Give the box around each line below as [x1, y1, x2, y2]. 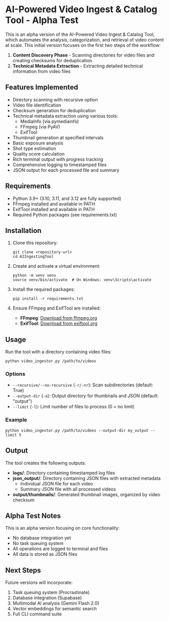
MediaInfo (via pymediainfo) [20, 118, 79, 124]
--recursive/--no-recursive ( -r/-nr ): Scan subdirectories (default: [12, 382, 153, 388]
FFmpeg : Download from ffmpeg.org [20, 315, 97, 321]
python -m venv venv [12, 273, 56, 278]
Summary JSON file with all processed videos [20, 486, 116, 492]
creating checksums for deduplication [12, 57, 92, 63]
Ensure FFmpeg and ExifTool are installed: [12, 305, 101, 312]
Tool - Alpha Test [5, 14, 79, 26]
